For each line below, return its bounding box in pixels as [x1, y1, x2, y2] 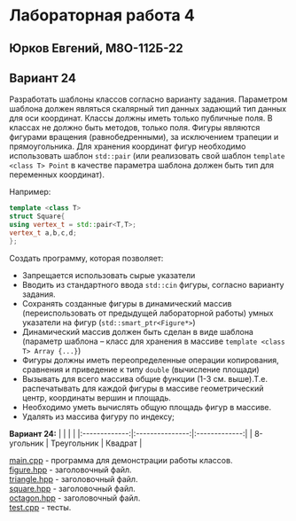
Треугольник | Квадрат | [50, 438, 143, 448]
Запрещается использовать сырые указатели [21, 269, 196, 280]
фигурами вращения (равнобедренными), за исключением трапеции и [9, 132, 279, 143]
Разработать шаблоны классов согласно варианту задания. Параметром [9, 94, 288, 105]
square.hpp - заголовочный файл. [9, 483, 136, 494]
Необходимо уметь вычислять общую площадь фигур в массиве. [21, 401, 272, 412]
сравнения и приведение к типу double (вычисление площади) [21, 364, 260, 375]
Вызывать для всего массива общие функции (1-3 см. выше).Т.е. [21, 373, 269, 384]
